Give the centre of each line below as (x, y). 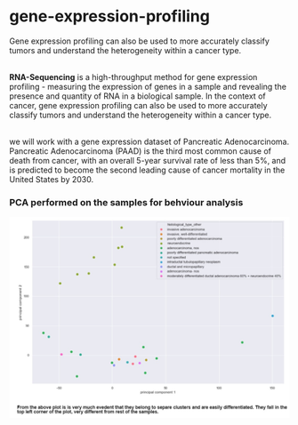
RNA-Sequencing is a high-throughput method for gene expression (133, 76)
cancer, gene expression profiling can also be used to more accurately (139, 105)
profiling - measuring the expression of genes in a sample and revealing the (148, 86)
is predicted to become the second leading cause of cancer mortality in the (147, 170)
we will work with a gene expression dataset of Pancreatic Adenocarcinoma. (149, 141)
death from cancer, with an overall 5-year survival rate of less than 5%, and (148, 160)
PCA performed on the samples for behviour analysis (126, 202)
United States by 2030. (52, 179)
